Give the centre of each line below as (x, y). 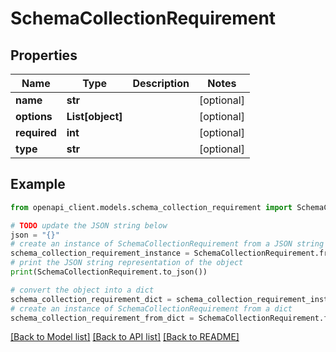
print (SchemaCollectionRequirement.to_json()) (109, 272)
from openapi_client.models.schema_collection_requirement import (151, 207)
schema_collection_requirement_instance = (100, 253)
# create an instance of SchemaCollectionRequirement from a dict (151, 308)
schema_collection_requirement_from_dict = (102, 318)
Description (161, 83)
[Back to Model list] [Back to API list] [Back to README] (125, 337)
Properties (44, 55)
